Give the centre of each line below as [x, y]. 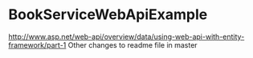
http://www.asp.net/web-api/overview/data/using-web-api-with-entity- [126, 37]
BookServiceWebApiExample [108, 15]
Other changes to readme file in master [133, 44]
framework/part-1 [37, 44]
